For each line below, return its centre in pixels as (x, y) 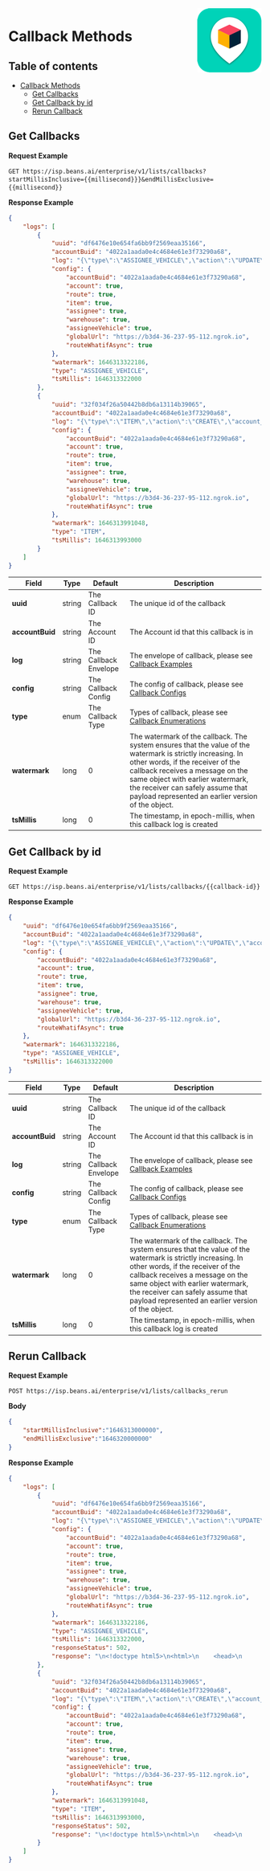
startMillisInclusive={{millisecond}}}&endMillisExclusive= (111, 179)
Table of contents (53, 66)
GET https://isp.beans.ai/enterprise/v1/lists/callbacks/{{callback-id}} (135, 887)
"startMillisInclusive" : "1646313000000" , (93, 1431)
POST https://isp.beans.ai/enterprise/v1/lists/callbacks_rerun (118, 1391)
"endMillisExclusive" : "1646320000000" (88, 1439)
